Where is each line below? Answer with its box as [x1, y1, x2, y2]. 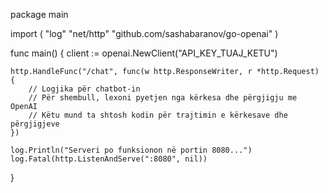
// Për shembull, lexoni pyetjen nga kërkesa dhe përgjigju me [28, 93, 298, 103]
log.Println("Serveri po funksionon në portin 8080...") [10, 145, 253, 155]
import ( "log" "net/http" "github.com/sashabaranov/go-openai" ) [10, 28, 279, 39]
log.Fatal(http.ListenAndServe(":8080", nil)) [10, 154, 208, 164]
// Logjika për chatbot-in [28, 84, 141, 94]
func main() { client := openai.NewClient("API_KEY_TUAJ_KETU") [10, 47, 278, 59]
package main [10, 9, 69, 20]
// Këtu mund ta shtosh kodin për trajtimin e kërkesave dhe [28, 110, 288, 120]
